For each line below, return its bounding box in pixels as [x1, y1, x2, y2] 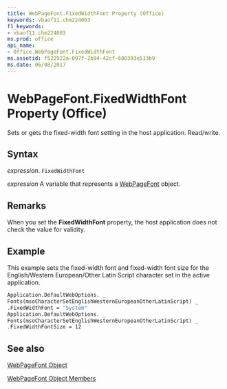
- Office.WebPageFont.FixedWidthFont [7, 49, 116, 56]
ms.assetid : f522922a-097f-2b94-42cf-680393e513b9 [7, 55, 155, 62]
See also [7, 342, 45, 355]
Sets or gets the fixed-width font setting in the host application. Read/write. [7, 128, 221, 136]
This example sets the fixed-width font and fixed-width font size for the [7, 264, 210, 272]
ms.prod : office [7, 36, 54, 43]
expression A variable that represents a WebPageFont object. [7, 180, 181, 188]
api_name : [7, 42, 36, 49]
